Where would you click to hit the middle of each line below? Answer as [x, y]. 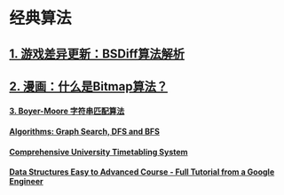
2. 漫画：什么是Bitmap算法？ [89, 86]
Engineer [26, 182]
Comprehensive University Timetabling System [99, 152]
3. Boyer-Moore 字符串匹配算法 [67, 111]
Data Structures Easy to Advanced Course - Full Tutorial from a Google [142, 172]
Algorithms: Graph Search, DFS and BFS [84, 132]
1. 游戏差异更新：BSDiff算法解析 [97, 54]
